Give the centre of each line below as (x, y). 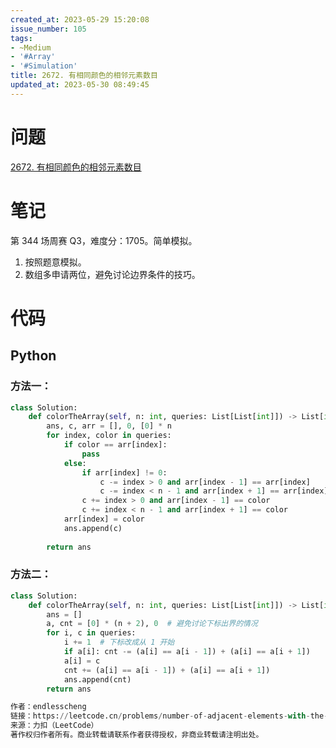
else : (75, 463)
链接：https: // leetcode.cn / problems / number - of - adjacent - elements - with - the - (169, 716)
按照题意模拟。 (55, 262)
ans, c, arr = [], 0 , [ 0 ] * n (109, 426)
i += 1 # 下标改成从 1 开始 (119, 642)
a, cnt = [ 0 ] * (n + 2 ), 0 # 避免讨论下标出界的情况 (152, 624)
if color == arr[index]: (115, 445)
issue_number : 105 (48, 29)
